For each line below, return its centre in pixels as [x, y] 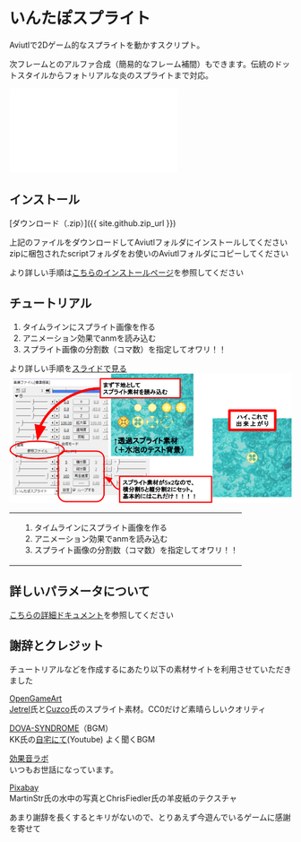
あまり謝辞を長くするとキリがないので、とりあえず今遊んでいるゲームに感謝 [150, 817]
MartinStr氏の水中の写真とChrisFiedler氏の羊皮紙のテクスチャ [123, 798]
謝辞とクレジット [56, 646]
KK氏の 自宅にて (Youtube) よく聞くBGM [82, 739]
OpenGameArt [36, 698]
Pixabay [24, 787]
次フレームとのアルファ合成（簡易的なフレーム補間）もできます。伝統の [142, 64]
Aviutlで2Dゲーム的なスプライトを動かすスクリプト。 [107, 45]
